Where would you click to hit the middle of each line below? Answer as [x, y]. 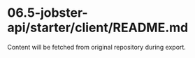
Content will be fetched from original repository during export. [97, 47]
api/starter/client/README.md [98, 28]
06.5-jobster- [48, 13]
